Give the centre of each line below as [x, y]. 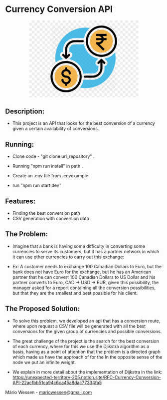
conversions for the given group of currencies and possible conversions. [87, 331]
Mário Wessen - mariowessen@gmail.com [49, 392]
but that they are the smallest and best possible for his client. [75, 293]
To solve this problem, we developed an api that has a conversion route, [86, 321]
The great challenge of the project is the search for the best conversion [86, 341]
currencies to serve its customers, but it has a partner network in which [86, 251]
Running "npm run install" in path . [48, 166]
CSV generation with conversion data [51, 219]
